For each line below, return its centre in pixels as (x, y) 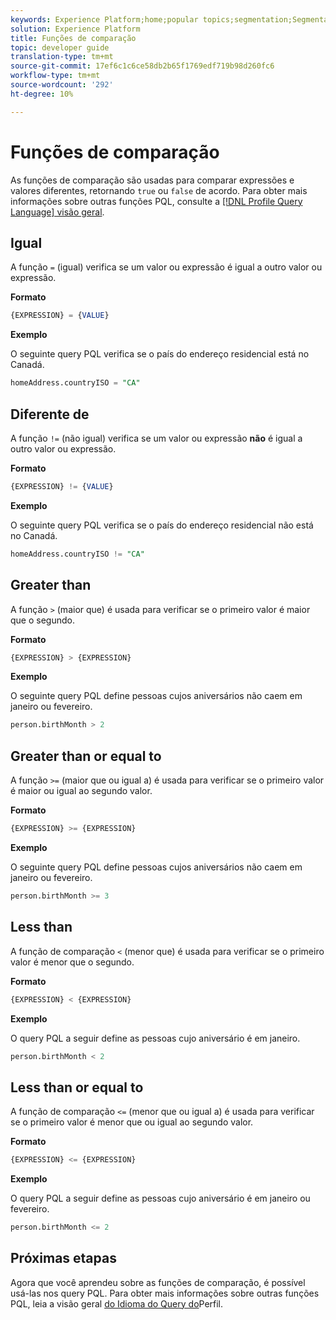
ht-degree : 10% (42, 94)
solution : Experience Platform (75, 29)
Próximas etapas (63, 1258)
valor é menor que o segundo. (72, 962)
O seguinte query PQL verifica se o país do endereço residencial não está (162, 525)
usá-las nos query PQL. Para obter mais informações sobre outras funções (165, 1293)
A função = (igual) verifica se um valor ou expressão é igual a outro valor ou (166, 267)
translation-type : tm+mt (62, 57)
